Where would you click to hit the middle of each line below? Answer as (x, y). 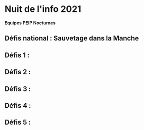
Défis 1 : (17, 55)
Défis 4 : (18, 106)
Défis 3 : (18, 89)
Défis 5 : (18, 122)
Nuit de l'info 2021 (43, 9)
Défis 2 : (18, 72)
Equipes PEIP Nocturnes (30, 23)
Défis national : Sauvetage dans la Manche (72, 38)
